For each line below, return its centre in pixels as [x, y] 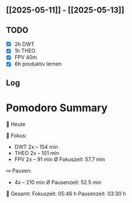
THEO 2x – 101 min [37, 153]
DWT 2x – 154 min [36, 147]
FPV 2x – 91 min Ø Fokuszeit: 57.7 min [60, 159]
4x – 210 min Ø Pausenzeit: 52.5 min [58, 182]
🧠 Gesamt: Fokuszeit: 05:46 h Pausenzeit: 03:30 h [66, 194]
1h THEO [25, 51]
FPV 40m [26, 57]
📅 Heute [16, 124]
